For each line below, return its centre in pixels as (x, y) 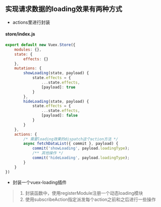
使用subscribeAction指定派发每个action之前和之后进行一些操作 (91, 199)
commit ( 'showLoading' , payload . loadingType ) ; (81, 148)
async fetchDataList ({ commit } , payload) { (71, 144)
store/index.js (20, 34)
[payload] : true (58, 87)
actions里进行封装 (31, 22)
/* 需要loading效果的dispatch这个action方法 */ (71, 139)
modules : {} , (28, 50)
